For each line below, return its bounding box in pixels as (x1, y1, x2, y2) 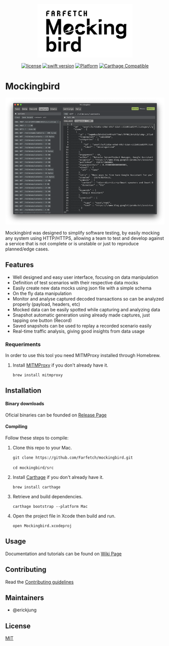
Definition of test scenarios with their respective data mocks (12, 279, 138, 285)
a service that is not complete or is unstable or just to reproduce (5, 240, 139, 246)
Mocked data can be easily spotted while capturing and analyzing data (12, 306, 160, 312)
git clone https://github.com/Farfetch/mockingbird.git (12, 455, 133, 460)
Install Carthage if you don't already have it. (12, 474, 104, 480)
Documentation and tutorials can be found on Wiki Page (5, 551, 122, 557)
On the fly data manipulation (12, 290, 72, 296)
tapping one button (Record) (12, 317, 72, 324)
